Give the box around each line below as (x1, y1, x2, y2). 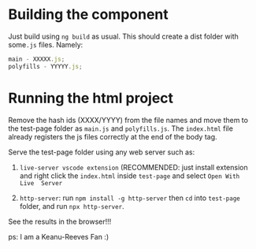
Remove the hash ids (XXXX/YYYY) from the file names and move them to (8, 115, 248, 124)
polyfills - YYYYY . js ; (8, 62, 83, 70)
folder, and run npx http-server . (19, 201, 124, 210)
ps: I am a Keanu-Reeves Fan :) (8, 232, 109, 241)
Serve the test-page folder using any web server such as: (8, 147, 195, 157)
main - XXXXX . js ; (8, 55, 65, 63)
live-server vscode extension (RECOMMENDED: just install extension (19, 162, 248, 172)
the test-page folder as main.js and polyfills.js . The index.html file (8, 124, 234, 133)
